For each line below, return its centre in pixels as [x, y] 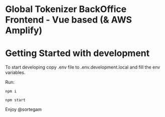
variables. [15, 72]
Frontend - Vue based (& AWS [68, 20]
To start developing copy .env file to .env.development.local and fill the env [83, 67]
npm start [16, 100]
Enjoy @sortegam [24, 109]
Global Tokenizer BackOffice [66, 9]
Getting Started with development [77, 53]
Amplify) [24, 30]
